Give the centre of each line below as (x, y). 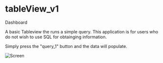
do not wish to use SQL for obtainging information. (56, 37)
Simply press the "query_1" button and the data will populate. (66, 46)
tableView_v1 (32, 9)
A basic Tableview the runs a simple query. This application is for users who (81, 31)
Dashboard (16, 22)
